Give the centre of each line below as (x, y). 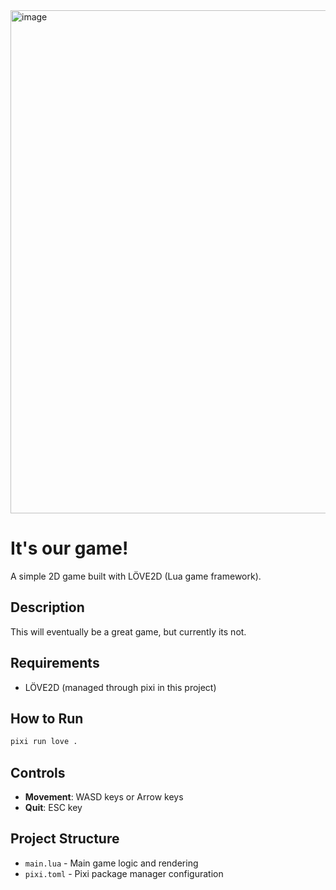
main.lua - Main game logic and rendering (111, 863)
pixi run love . (44, 742)
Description (47, 607)
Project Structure (65, 839)
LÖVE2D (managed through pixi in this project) (120, 687)
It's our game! (69, 548)
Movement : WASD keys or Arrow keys (104, 797)
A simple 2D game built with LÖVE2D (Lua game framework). (136, 576)
